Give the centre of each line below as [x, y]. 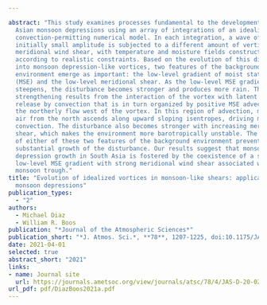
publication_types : [41, 193]
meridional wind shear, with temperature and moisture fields [120, 53]
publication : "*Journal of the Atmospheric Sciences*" [101, 230]
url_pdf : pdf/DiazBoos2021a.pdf [62, 289]
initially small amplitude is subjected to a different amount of [128, 45]
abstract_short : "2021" [48, 260]
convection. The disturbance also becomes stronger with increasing [131, 127]
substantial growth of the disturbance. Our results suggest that [128, 148]
